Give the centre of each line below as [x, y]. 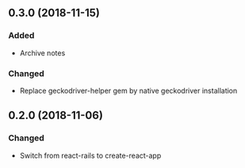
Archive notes [42, 53]
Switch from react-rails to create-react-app [90, 155]
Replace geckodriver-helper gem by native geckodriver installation [128, 90]
